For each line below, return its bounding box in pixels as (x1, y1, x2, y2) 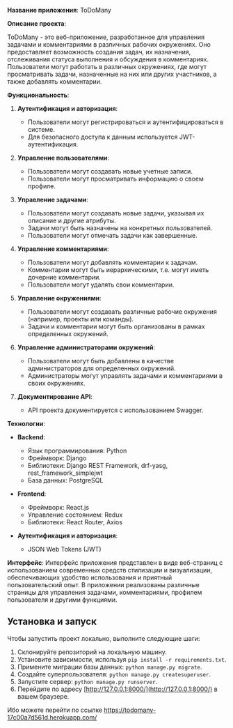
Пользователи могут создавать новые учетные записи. (27, 167, 193, 175)
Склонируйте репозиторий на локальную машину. (17, 648, 167, 656)
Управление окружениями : (17, 294, 102, 302)
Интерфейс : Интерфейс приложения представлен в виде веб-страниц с (7, 559, 223, 567)
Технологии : (7, 420, 45, 427)
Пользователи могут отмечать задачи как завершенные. (27, 232, 198, 239)
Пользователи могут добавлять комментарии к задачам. (27, 258, 198, 266)
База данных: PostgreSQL (27, 476, 104, 484)
